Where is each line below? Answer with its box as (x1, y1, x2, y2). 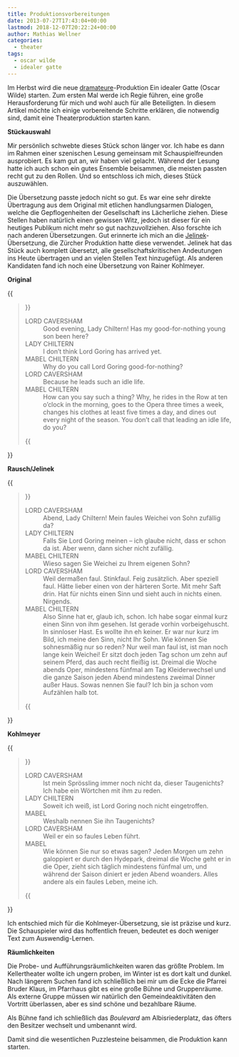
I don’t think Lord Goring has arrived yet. (42, 347, 162, 356)
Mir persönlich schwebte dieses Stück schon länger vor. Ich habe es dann (7, 141, 225, 150)
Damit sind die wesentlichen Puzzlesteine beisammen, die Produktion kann (7, 1035, 228, 1043)
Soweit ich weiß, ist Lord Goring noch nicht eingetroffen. (42, 801, 209, 810)
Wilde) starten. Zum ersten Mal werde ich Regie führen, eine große (7, 91, 203, 99)
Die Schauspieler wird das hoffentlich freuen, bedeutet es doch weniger (7, 926, 219, 935)
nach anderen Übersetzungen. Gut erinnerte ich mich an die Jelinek (7, 231, 207, 239)
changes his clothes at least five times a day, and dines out (42, 408, 217, 416)
